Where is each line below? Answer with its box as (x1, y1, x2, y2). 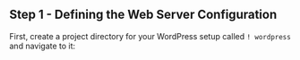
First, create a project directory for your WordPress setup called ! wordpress (9, 30, 291, 41)
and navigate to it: (9, 40, 76, 51)
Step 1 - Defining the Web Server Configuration (9, 7, 278, 22)
